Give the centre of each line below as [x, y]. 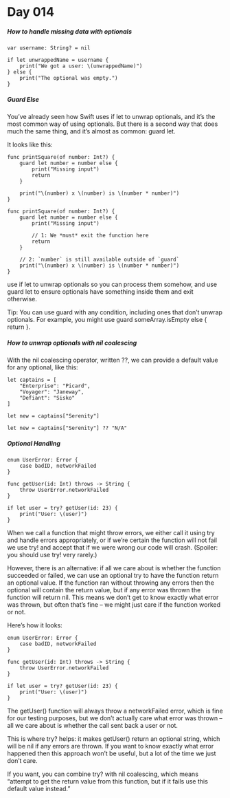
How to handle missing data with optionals [70, 31]
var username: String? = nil [49, 48]
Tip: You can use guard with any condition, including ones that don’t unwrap [115, 312]
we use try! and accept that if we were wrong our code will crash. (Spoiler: [113, 548]
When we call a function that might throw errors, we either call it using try [111, 533]
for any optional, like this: [43, 367]
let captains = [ [32, 380]
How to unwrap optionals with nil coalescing [72, 343]
